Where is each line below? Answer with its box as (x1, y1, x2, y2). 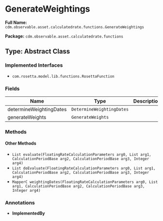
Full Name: (5, 19, 27, 25)
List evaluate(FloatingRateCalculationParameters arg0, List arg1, (12, 152, 151, 157)
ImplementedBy (12, 210, 45, 216)
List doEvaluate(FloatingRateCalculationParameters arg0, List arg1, (12, 166, 156, 171)
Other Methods (5, 140, 36, 147)
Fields (5, 85, 20, 92)
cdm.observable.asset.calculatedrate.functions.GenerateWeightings (5, 24, 145, 30)
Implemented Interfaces (5, 62, 63, 69)
